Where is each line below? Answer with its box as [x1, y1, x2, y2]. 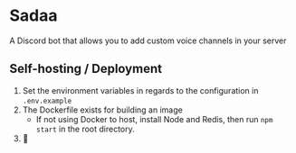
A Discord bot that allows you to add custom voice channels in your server [9, 35, 287, 46]
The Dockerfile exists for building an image [22, 104, 183, 115]
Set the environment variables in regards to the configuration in [22, 85, 259, 95]
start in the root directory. [35, 123, 136, 134]
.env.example [22, 96, 72, 105]
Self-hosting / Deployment [9, 61, 163, 76]
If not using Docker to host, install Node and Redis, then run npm [35, 113, 273, 124]
